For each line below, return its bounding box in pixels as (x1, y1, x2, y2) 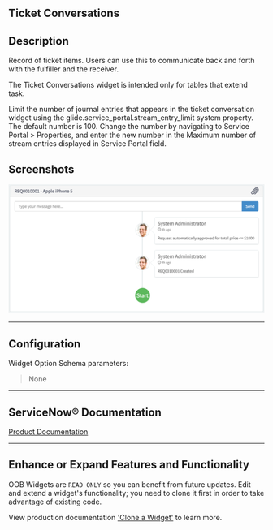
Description (8, 34, 69, 48)
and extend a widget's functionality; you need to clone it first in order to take (8, 488, 265, 498)
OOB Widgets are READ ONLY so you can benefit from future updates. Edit (8, 479, 252, 489)
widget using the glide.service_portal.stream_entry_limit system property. (8, 113, 254, 123)
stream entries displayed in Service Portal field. (8, 139, 167, 149)
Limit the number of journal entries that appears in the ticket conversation (8, 105, 254, 114)
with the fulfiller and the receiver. (8, 64, 119, 74)
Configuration (8, 337, 81, 351)
